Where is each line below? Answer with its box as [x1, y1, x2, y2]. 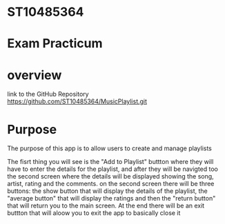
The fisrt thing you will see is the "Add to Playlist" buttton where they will [7, 158, 214, 166]
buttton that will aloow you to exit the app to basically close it [7, 209, 181, 217]
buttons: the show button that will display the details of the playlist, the [7, 187, 208, 195]
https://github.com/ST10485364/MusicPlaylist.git [7, 97, 147, 105]
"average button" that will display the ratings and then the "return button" [7, 194, 216, 203]
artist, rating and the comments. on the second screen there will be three [7, 180, 215, 188]
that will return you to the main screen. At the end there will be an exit [7, 201, 205, 210]
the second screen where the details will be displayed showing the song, [7, 172, 214, 181]
